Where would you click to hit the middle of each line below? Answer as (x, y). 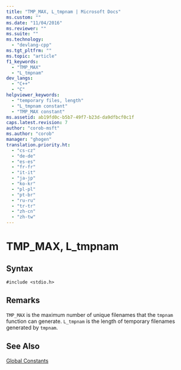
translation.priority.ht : (38, 145)
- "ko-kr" (24, 184)
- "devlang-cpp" (32, 45)
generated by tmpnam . (32, 327)
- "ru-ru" (24, 201)
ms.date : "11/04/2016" (34, 23)
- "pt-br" (24, 195)
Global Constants (27, 360)
